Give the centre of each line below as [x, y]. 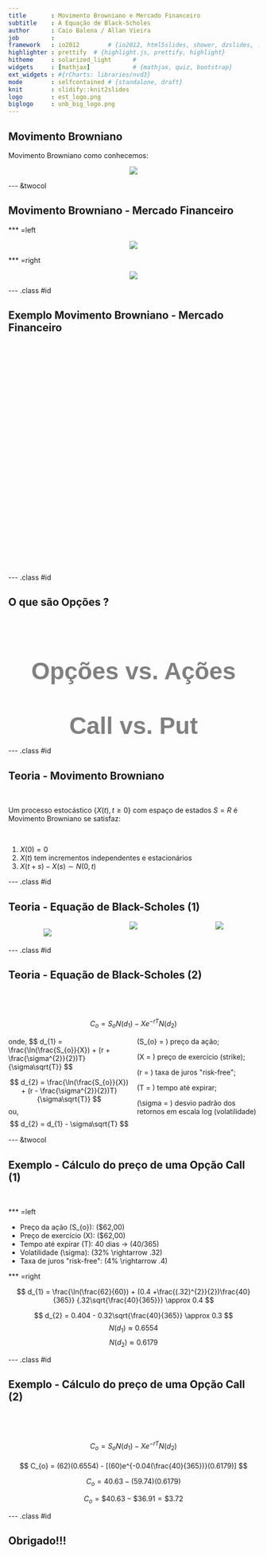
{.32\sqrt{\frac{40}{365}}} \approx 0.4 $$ [145, 1300]
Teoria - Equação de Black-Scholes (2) [105, 975]
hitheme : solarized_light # [72, 60]
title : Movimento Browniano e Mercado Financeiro [104, 15]
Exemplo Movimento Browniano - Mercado [116, 316]
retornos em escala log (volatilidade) [197, 1111]
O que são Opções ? [59, 602]
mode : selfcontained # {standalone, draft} [95, 82]
